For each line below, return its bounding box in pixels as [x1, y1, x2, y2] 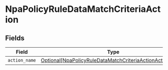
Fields [5, 34, 25, 42]
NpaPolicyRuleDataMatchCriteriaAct [5, 3, 161, 15]
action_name [7, 58, 36, 63]
